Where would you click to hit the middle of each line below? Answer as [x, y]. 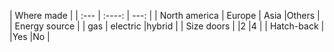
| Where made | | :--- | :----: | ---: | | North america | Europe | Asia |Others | [165, 15]
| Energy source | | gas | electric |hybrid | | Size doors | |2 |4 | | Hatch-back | [167, 26]
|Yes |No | [30, 36]
